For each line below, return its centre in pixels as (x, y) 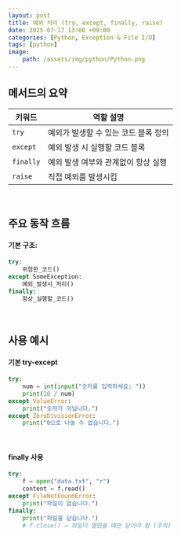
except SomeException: (45, 277)
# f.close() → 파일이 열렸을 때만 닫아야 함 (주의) (97, 525)
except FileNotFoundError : (52, 497)
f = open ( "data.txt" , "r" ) (66, 482)
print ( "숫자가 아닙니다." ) (60, 408)
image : (19, 52)
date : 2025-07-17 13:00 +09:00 (59, 30)
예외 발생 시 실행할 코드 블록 (97, 147)
